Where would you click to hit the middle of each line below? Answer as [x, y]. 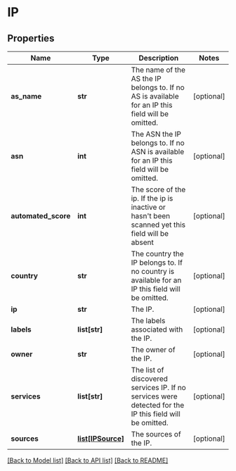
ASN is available [158, 152]
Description [159, 58]
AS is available [155, 96]
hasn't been [151, 216]
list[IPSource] [100, 439]
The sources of [156, 434]
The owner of [153, 350]
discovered [150, 379]
